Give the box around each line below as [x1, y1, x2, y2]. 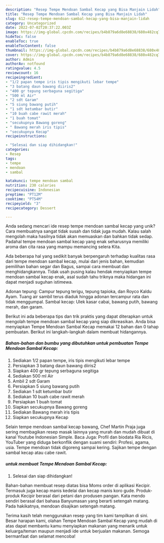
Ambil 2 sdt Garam [12, 378, 50, 384]
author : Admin [5, 57, 35, 62]
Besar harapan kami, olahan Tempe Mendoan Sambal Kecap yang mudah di [5, 518, 158, 524]
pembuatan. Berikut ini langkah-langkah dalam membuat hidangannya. [5, 329, 147, 335]
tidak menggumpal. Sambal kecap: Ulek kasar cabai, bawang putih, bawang [5, 299, 158, 305]
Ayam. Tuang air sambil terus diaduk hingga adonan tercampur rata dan [5, 294, 149, 300]
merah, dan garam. [5, 304, 44, 310]
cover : [5, 52, 19, 57]
